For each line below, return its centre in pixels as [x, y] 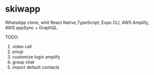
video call [22, 46]
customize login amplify [36, 56]
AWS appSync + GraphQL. [32, 27]
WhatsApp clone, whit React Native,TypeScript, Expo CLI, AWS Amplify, [77, 22]
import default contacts [36, 67]
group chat [23, 62]
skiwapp [23, 9]
